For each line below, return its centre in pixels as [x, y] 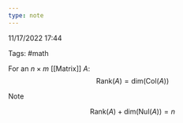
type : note [26, 15]
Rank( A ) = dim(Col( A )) [133, 80]
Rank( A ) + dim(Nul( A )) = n [133, 111]
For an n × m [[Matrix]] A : [49, 69]
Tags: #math [28, 53]
